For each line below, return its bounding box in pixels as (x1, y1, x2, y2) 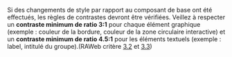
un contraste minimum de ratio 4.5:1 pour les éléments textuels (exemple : (7, 35, 222, 43)
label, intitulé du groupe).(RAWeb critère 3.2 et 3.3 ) (7, 43, 152, 50)
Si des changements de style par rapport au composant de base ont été (7, 6, 213, 14)
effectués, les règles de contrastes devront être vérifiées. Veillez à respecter (7, 13, 226, 21)
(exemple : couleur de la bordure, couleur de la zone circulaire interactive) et (7, 27, 226, 36)
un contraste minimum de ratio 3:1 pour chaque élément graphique (7, 21, 201, 28)
